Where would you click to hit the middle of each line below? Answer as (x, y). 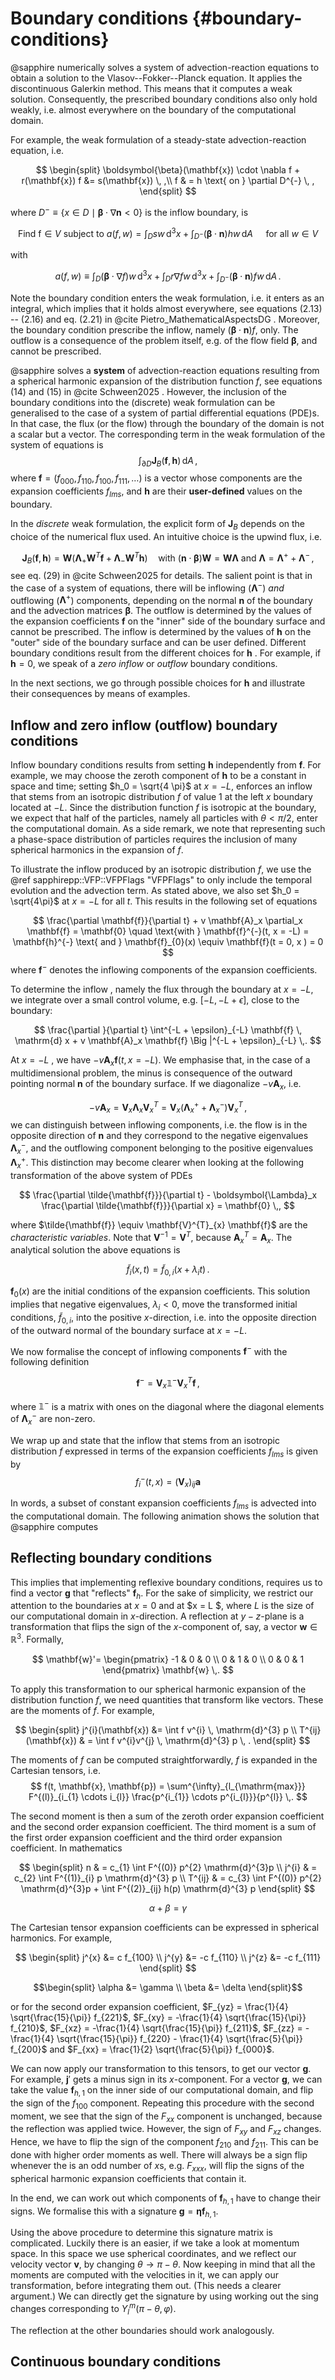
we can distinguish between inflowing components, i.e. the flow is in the (159, 1124)
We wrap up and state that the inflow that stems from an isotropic (145, 1440)
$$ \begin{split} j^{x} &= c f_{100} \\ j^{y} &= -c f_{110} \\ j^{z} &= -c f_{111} (168, 1958)
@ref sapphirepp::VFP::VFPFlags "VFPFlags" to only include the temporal (161, 880)
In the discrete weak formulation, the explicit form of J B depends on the (158, 524)
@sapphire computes (54, 1526)
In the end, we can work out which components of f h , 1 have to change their (165, 2199)
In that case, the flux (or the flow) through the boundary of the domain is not (167, 423)
